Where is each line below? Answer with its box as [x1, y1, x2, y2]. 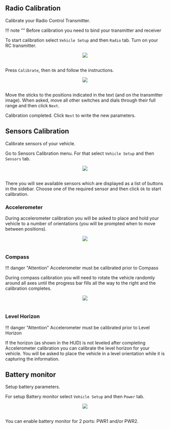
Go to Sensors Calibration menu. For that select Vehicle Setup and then [5, 150, 154, 156]
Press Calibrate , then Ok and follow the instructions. [5, 67, 114, 73]
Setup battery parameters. [5, 384, 60, 390]
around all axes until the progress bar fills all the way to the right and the [5, 280, 156, 286]
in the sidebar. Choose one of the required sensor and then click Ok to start [5, 186, 161, 192]
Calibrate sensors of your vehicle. [5, 140, 76, 146]
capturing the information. [5, 356, 60, 362]
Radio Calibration [5, 4, 61, 13]
